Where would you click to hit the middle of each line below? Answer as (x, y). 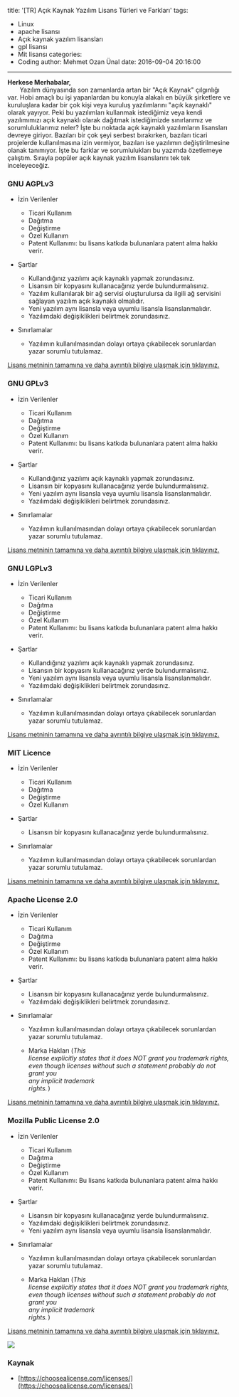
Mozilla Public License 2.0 (53, 1121)
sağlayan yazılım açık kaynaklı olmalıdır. (86, 301)
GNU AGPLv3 (31, 184)
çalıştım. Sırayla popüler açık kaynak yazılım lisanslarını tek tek (99, 158)
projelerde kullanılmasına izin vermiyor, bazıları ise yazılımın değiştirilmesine (118, 143)
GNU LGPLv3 (30, 568)
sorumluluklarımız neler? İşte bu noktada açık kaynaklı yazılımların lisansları (117, 128)
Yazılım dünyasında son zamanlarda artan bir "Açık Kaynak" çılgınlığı (119, 90)
